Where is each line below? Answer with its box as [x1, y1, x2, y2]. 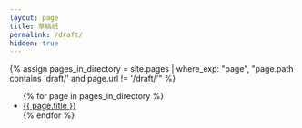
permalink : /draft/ [9, 30, 84, 39]
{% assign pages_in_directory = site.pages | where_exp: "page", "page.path [9, 64, 294, 74]
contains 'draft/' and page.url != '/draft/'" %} [9, 74, 176, 84]
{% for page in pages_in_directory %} [22, 91, 165, 102]
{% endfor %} [22, 110, 75, 121]
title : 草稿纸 [9, 22, 59, 31]
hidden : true [9, 38, 59, 48]
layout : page [9, 13, 59, 23]
